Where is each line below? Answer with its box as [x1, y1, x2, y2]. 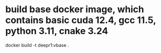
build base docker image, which [5, 4, 144, 15]
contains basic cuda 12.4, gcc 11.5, [5, 14, 156, 26]
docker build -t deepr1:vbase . [5, 42, 69, 48]
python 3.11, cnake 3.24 [5, 25, 109, 37]
